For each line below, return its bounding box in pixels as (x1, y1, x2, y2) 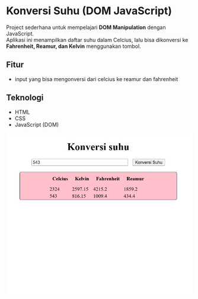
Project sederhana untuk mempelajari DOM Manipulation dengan (6, 24, 166, 31)
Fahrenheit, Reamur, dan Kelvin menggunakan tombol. (6, 43, 141, 50)
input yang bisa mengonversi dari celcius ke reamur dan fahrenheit (14, 75, 178, 82)
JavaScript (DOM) (14, 121, 59, 128)
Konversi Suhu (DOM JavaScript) (6, 4, 173, 18)
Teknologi (6, 93, 44, 103)
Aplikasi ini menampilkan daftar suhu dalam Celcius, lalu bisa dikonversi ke (6, 36, 189, 43)
